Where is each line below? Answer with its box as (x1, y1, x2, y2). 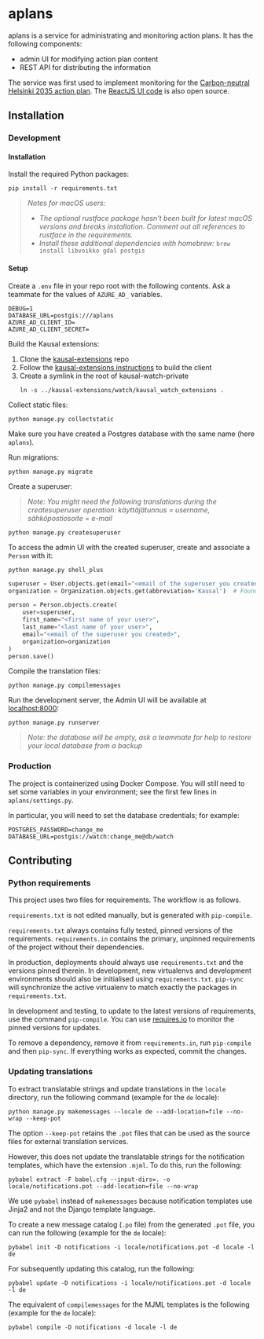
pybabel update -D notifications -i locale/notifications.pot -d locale (8, 1278, 251, 1287)
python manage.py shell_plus (8, 566, 104, 574)
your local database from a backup (27, 741, 143, 750)
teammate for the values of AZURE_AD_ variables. (8, 289, 163, 299)
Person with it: (8, 551, 53, 560)
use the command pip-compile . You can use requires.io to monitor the (8, 1014, 234, 1024)
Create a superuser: (8, 481, 73, 491)
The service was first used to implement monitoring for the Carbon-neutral (8, 78, 250, 87)
